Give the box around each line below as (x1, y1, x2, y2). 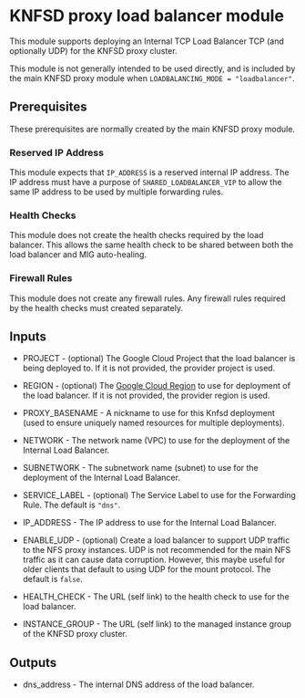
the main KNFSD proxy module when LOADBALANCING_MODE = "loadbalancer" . (9, 72, 295, 83)
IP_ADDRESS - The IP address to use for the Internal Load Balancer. (22, 517, 277, 528)
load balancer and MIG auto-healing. (9, 249, 147, 260)
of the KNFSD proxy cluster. (22, 629, 127, 640)
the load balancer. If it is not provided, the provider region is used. (22, 390, 270, 401)
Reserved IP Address (9, 146, 105, 159)
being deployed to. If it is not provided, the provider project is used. (22, 362, 276, 374)
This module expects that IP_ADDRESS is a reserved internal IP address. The (9, 167, 290, 178)
